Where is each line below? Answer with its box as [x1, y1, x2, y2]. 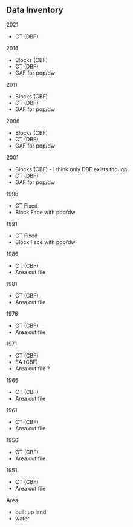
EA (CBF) [15, 358, 38, 365]
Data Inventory [6, 5, 63, 15]
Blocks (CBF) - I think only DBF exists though [15, 165, 128, 172]
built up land [15, 508, 47, 515]
